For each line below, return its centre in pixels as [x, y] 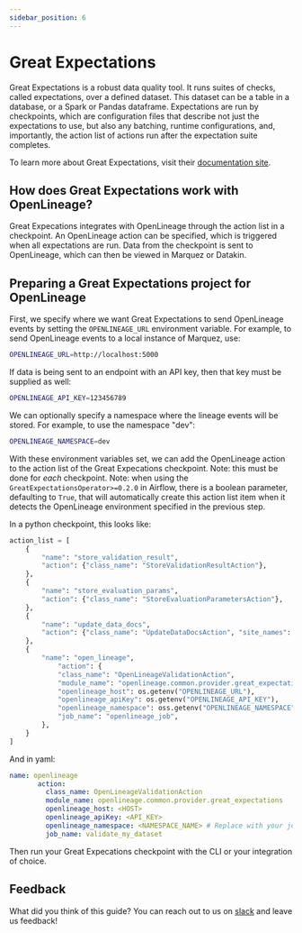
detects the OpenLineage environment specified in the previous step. [138, 507]
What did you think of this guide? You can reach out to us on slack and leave [151, 910]
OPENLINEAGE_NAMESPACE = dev [60, 441]
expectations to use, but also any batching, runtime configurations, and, [142, 125]
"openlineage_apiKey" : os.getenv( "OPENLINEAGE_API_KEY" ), [168, 700]
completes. [30, 144]
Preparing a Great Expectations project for [130, 284]
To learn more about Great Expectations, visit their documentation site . [140, 162]
